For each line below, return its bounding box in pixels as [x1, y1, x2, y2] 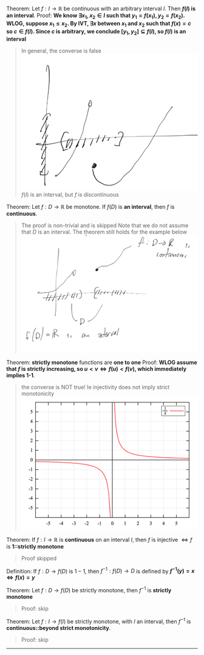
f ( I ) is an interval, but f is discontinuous [21, 191, 120, 198]
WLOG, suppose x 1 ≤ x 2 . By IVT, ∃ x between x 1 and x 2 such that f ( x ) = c [6, 19, 191, 29]
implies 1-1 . [6, 372, 35, 379]
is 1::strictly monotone [6, 542, 64, 550]
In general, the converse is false [21, 47, 101, 55]
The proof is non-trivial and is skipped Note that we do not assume [21, 222, 189, 229]
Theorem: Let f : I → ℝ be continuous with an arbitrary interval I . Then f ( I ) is [6, 5, 196, 12]
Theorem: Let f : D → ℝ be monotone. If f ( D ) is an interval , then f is [6, 203, 175, 210]
